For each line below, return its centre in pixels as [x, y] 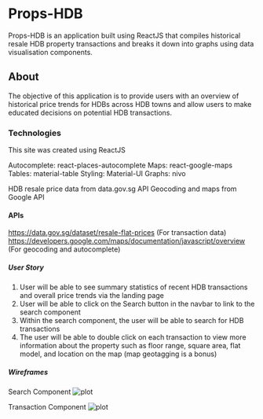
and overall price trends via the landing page [92, 296]
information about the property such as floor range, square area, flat [130, 346]
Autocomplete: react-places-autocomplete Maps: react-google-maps [121, 165]
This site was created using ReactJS [67, 150]
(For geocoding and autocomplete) [64, 249]
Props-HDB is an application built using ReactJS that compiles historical [124, 35]
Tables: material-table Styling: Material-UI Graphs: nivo [97, 174]
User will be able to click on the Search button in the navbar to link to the [137, 304]
